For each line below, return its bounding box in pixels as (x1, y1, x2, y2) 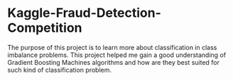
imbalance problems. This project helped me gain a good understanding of (7, 51, 226, 59)
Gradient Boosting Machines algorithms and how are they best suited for (7, 58, 220, 66)
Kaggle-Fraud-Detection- (7, 5, 162, 21)
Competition (7, 20, 83, 36)
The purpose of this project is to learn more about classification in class (7, 43, 217, 51)
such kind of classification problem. (7, 66, 112, 74)
